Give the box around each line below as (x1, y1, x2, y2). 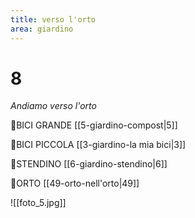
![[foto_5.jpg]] (10, 197, 67, 209)
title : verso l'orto (10, 14, 97, 25)
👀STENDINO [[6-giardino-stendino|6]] (10, 158, 168, 170)
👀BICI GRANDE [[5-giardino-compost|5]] (10, 119, 178, 131)
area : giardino (10, 24, 74, 34)
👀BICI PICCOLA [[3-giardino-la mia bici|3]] (10, 139, 187, 151)
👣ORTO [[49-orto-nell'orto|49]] (10, 177, 140, 190)
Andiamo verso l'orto (10, 100, 97, 112)
